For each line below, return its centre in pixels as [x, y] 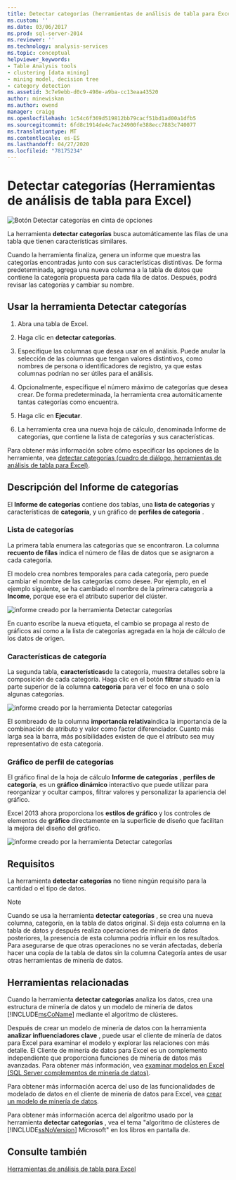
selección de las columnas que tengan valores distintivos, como [110, 358]
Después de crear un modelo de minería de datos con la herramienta [107, 1028]
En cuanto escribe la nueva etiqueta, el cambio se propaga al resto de [108, 623]
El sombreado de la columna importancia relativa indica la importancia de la [117, 722]
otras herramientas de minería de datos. [65, 961]
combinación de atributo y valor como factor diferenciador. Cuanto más [111, 729]
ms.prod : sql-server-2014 [45, 33]
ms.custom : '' [28, 20]
